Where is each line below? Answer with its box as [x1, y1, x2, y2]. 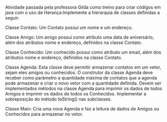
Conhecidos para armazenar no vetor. [5, 111, 83, 117]
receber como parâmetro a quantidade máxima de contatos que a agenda [5, 75, 157, 80]
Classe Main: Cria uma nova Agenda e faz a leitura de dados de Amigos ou [5, 106, 159, 111]
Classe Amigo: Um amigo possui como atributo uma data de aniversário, [5, 34, 154, 40]
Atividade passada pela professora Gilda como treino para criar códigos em [5, 4, 161, 10]
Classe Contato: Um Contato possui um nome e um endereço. [5, 24, 133, 30]
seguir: [5, 15, 20, 20]
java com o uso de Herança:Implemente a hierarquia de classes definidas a [5, 9, 160, 15]
